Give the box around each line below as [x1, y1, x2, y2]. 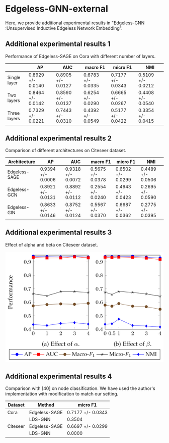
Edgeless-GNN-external [5, 3, 108, 15]
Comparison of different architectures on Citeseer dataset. [5, 147, 127, 154]
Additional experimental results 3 [5, 228, 112, 237]
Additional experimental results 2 [5, 134, 112, 142]
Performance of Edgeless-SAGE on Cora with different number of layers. [5, 53, 156, 59]
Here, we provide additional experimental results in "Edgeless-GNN [5, 20, 145, 26]
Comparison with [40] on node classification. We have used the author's [5, 385, 155, 391]
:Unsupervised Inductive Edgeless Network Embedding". [5, 25, 123, 31]
